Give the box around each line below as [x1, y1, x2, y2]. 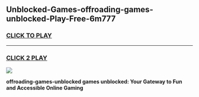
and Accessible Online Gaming [6, 84, 84, 91]
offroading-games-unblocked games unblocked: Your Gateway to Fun [6, 78, 182, 85]
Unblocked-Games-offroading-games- [6, 5, 153, 15]
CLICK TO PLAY [6, 32, 52, 40]
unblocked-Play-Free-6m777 [6, 14, 116, 24]
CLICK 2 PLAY [6, 53, 47, 62]
